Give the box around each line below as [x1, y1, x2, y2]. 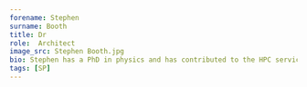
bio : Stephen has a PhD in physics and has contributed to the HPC [9, 55, 272, 64]
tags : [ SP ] [9, 64, 51, 73]
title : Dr [9, 30, 48, 39]
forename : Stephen [9, 13, 79, 23]
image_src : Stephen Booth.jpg [9, 47, 125, 56]
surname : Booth [9, 22, 68, 31]
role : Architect [9, 38, 76, 48]
